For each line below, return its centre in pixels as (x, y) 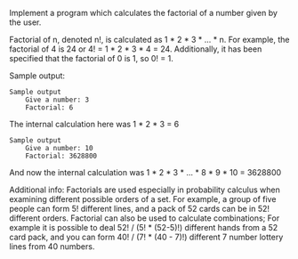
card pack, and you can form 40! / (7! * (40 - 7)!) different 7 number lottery (146, 237)
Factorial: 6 (49, 108)
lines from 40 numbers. (52, 247)
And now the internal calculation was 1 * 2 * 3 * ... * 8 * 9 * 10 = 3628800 (145, 172)
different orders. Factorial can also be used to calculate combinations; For (145, 218)
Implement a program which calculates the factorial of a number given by (144, 13)
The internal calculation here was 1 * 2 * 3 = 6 (94, 124)
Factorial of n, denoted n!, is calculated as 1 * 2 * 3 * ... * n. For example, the (149, 40)
